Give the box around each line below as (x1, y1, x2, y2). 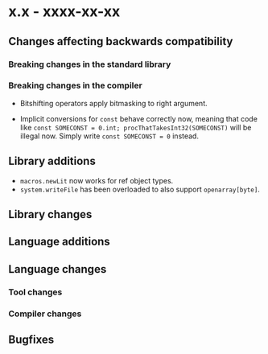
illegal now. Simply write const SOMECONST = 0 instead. (19, 131, 200, 141)
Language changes (8, 262, 107, 276)
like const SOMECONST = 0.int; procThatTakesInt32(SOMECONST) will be (19, 122, 252, 132)
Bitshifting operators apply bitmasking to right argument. (19, 98, 208, 108)
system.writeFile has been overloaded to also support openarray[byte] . (19, 184, 260, 194)
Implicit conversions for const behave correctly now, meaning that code (19, 113, 258, 123)
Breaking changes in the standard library (8, 59, 171, 70)
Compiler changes (8, 308, 82, 319)
